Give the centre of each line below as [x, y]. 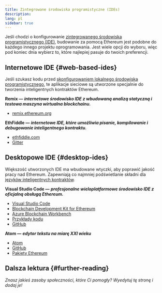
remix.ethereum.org [32, 113]
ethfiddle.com [26, 137]
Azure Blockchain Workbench [42, 214]
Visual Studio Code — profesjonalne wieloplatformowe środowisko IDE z [80, 189]
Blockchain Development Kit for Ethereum [54, 208]
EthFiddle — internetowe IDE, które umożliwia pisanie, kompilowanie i [77, 123]
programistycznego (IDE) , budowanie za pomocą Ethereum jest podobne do [81, 42]
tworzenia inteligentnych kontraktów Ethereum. [52, 90]
